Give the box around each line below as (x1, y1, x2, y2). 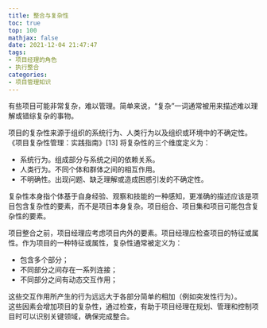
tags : (8, 48, 26, 56)
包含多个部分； (19, 255, 69, 264)
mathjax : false (8, 33, 59, 42)
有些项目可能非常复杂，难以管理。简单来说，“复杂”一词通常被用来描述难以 (8, 101, 252, 110)
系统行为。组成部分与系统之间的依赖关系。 (19, 154, 160, 164)
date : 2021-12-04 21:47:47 (8, 41, 98, 49)
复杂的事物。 (35, 110, 78, 120)
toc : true (8, 19, 41, 27)
